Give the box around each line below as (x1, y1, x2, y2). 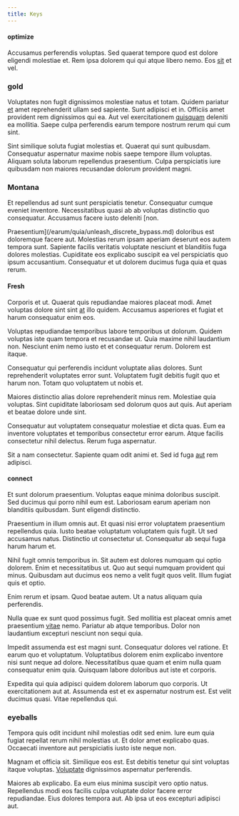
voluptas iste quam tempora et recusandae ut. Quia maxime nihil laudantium (7, 334, 230, 343)
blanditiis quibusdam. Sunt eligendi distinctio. (7, 505, 141, 514)
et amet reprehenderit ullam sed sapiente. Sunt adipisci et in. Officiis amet (7, 105, 225, 114)
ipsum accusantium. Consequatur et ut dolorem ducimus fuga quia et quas (7, 258, 227, 266)
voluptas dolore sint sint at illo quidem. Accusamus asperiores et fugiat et (7, 305, 223, 314)
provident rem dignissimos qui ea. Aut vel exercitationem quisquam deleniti (7, 113, 228, 121)
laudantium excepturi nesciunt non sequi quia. (7, 629, 143, 638)
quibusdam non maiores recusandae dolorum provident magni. (7, 165, 193, 173)
